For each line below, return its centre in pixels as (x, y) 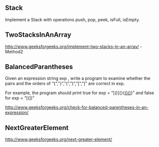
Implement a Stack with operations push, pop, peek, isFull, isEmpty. (72, 19)
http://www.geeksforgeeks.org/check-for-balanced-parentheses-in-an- (77, 107)
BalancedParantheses (39, 67)
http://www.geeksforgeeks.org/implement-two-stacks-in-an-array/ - (73, 46)
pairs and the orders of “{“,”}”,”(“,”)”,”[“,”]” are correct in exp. (65, 84)
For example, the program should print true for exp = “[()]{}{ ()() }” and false (79, 93)
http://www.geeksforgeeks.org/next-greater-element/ (59, 139)
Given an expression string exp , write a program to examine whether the (78, 78)
